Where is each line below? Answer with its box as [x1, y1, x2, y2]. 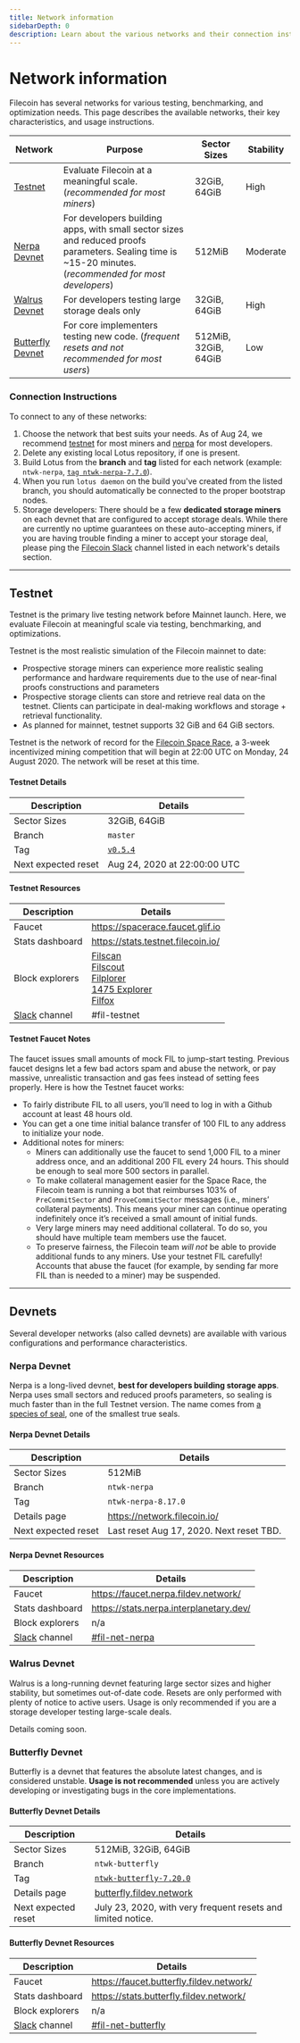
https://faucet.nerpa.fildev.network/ [91, 1587, 241, 1599]
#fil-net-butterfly [91, 2019, 166, 2031]
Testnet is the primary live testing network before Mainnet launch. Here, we [9, 609, 287, 621]
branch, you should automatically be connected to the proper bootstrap [21, 485, 286, 496]
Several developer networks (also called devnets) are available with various [9, 1328, 287, 1338]
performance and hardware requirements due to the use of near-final [21, 672, 277, 683]
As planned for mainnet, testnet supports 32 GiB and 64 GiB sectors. [21, 720, 275, 730]
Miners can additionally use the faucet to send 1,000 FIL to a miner [35, 1147, 281, 1157]
